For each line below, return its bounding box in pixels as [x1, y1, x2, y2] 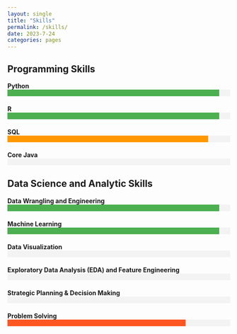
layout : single [7, 10, 52, 18]
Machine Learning [7, 219, 62, 228]
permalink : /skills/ [7, 23, 69, 30]
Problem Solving [7, 311, 57, 320]
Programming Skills [7, 63, 96, 75]
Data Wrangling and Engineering [7, 196, 105, 205]
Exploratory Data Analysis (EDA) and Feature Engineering [7, 265, 180, 274]
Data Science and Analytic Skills [7, 178, 154, 190]
